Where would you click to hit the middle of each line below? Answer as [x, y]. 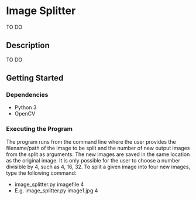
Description [28, 45]
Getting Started [35, 78]
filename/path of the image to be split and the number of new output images [98, 148]
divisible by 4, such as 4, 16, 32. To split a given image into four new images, [98, 167]
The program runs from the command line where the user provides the [91, 141]
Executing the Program [39, 129]
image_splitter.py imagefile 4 [49, 184]
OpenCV [25, 114]
